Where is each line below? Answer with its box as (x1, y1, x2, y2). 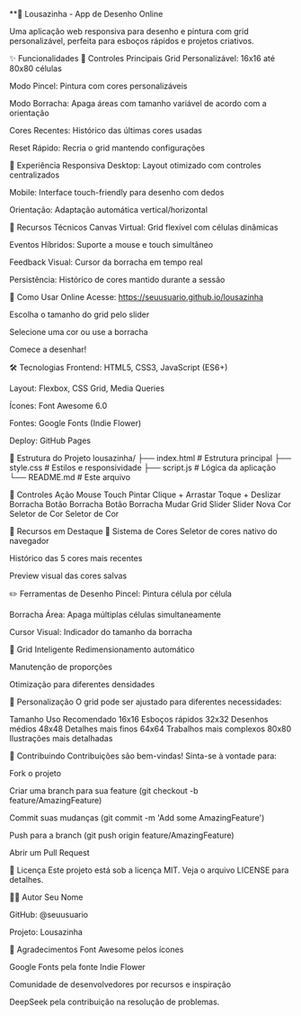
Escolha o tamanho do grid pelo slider (9, 309, 150, 320)
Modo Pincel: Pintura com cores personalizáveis (9, 81, 188, 91)
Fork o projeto (9, 768, 61, 778)
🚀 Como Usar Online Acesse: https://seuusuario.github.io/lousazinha (9, 292, 263, 302)
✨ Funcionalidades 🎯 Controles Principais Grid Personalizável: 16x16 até (9, 53, 276, 63)
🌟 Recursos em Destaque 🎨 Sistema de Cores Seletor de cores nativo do (9, 526, 278, 536)
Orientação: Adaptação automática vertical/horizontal (9, 204, 208, 215)
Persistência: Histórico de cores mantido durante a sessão (9, 275, 226, 285)
